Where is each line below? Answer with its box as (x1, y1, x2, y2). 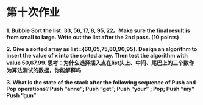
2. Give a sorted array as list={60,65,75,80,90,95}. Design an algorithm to (6, 45, 198, 52)
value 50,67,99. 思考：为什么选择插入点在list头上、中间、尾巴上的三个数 (6, 59, 189, 66)
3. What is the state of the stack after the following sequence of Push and (6, 78, 196, 86)
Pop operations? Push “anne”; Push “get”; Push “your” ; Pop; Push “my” (6, 85, 195, 92)
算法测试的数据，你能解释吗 (11, 66, 81, 73)
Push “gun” (6, 92, 37, 99)
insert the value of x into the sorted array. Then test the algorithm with (6, 52, 188, 59)
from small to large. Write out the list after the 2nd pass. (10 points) (6, 33, 179, 41)
